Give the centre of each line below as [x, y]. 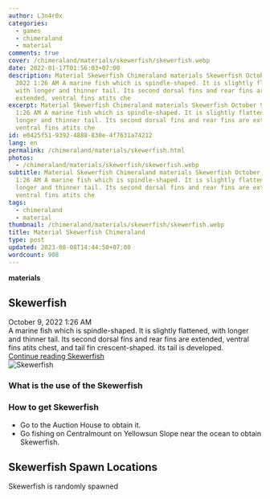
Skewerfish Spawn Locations [83, 467]
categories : [28, 23]
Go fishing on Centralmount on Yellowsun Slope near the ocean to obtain [141, 433]
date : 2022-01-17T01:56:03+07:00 [64, 68]
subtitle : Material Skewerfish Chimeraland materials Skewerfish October [135, 173]
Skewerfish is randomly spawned [63, 486]
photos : [21, 157]
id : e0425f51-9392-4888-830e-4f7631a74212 [80, 135]
